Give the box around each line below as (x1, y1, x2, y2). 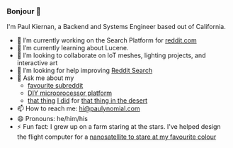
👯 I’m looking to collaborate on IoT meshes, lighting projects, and (16, 51, 206, 59)
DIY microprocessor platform (27, 89, 113, 98)
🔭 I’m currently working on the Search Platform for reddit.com (16, 36, 197, 45)
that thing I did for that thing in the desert (27, 96, 148, 105)
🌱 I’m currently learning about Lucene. (16, 44, 129, 52)
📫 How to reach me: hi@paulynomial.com (16, 104, 140, 113)
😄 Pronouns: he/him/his (16, 115, 88, 123)
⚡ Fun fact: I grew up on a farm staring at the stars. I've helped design (16, 123, 221, 131)
